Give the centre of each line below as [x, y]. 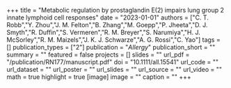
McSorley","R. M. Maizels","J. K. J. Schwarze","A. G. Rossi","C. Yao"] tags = [113, 40]
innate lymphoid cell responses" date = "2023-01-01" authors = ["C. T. [108, 17]
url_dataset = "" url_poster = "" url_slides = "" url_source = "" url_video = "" [114, 69]
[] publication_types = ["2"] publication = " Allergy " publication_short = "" [111, 47]
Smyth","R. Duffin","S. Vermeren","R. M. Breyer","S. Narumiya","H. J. [104, 32]
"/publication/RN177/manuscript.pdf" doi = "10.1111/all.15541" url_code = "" [113, 62]
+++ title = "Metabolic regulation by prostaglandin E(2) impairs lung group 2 [115, 10]
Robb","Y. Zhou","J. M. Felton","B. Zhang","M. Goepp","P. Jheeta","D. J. [107, 25]
